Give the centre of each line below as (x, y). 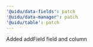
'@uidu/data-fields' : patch (41, 11)
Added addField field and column (47, 39)
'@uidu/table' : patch (33, 22)
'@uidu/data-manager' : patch (42, 17)
